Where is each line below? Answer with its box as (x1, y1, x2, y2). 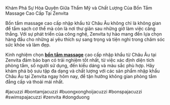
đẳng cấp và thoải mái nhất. (5, 79, 64, 85)
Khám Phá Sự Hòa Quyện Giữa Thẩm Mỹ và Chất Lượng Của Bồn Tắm (5, 5, 153, 11)
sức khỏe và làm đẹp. (5, 42, 51, 48)
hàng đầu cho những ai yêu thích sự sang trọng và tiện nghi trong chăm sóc (5, 36, 165, 42)
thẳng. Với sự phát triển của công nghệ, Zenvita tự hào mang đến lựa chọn (5, 31, 162, 37)
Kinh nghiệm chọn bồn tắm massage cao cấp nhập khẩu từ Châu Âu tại (5, 51, 157, 58)
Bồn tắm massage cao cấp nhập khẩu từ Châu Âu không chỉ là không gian (5, 20, 161, 26)
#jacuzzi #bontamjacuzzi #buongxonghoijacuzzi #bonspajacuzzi (5, 89, 142, 94)
